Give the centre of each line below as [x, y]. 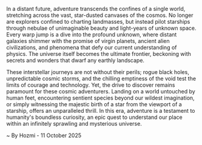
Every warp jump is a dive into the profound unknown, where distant [92, 35]
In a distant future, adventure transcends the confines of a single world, [96, 9]
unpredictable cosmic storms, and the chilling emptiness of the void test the [101, 79]
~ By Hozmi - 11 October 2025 [44, 135]
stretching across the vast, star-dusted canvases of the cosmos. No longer [100, 15]
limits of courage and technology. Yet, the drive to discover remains [91, 85]
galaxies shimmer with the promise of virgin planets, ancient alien [88, 41]
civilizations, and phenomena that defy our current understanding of [92, 47]
